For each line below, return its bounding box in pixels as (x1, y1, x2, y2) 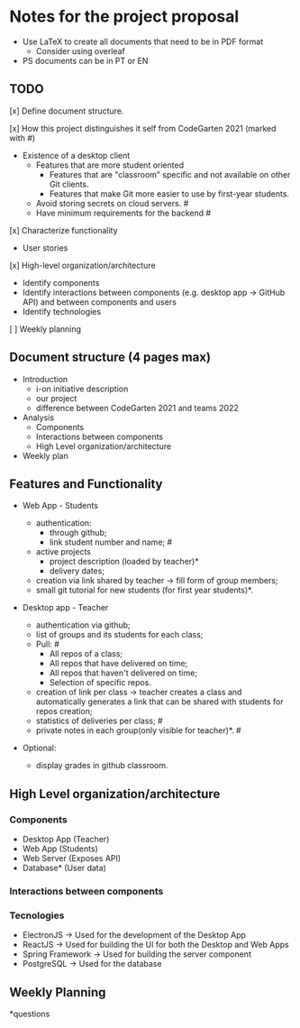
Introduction (22, 373, 68, 384)
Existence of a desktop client (22, 150, 131, 161)
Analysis (22, 412, 55, 423)
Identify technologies (22, 306, 102, 317)
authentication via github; (35, 620, 131, 630)
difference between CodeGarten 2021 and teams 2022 (35, 402, 239, 413)
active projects (35, 546, 92, 557)
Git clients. (49, 179, 89, 189)
